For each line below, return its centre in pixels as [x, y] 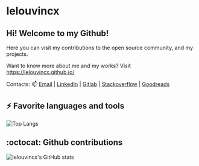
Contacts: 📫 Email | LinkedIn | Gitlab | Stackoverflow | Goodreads [88, 84]
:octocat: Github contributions [65, 143]
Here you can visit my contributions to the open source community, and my [100, 48]
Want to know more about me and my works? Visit [68, 66]
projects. [17, 54]
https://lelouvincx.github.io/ [40, 72]
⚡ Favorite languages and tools [65, 106]
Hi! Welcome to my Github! [58, 33]
